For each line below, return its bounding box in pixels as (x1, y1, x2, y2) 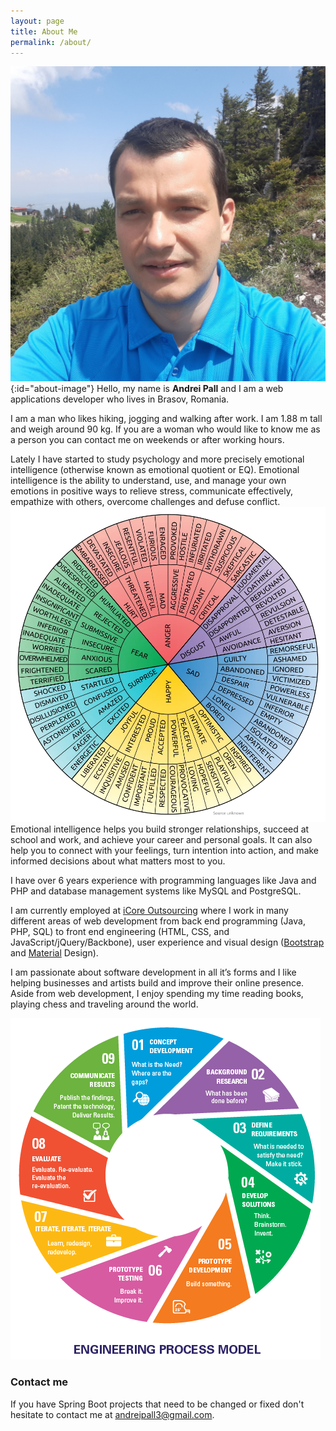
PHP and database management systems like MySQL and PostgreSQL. (10, 885, 302, 897)
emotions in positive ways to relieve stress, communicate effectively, (10, 485, 293, 497)
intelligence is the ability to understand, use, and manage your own (10, 475, 287, 487)
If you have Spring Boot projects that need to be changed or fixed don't (10, 1398, 305, 1410)
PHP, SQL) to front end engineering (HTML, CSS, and (10, 926, 230, 938)
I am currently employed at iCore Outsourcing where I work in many (10, 905, 289, 917)
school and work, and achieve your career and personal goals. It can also (10, 834, 313, 846)
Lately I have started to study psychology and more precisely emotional (10, 453, 305, 465)
